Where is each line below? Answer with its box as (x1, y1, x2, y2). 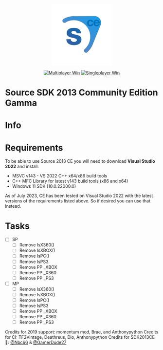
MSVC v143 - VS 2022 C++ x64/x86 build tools (12, 173, 108, 179)
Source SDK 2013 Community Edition (5, 87, 158, 98)
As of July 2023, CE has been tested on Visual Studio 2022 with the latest (5, 193, 153, 199)
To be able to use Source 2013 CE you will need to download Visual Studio (5, 158, 156, 164)
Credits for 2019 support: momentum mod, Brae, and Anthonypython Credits (5, 329, 159, 335)
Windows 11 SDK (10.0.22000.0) (12, 183, 76, 189)
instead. (5, 203, 21, 209)
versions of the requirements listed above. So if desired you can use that (5, 198, 151, 204)
